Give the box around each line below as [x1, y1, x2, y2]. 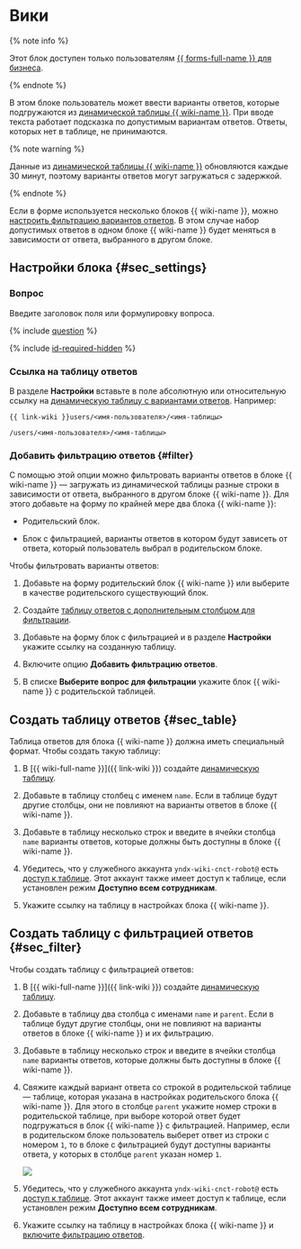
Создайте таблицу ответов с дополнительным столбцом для [22, 605, 256, 615]
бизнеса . [9, 62, 43, 73]
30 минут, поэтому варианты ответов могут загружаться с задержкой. [9, 170, 282, 181]
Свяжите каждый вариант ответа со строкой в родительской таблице [22, 1081, 292, 1092]
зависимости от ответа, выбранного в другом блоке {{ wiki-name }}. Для [9, 488, 289, 500]
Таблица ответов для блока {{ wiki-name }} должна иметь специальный [9, 736, 285, 747]
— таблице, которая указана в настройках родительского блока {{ [22, 1091, 279, 1102]
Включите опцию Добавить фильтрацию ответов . [22, 659, 218, 670]
